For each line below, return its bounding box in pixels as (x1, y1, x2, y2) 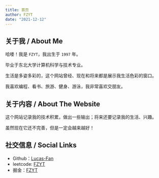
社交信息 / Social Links (5, 141, 77, 150)
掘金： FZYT (12, 167, 38, 173)
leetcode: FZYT (12, 161, 45, 167)
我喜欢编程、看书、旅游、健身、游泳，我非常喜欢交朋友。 (5, 83, 125, 90)
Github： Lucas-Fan (12, 155, 54, 161)
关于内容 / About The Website (5, 100, 101, 108)
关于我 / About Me (5, 36, 63, 46)
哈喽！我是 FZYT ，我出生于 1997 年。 (5, 51, 81, 57)
